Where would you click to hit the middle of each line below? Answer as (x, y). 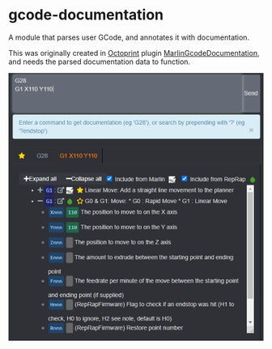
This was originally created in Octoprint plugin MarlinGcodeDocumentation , (134, 53)
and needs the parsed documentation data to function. (100, 62)
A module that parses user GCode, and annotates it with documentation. (129, 37)
